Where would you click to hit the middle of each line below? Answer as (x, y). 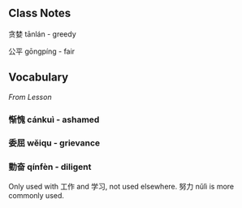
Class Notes (40, 13)
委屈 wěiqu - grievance (54, 143)
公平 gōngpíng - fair (42, 51)
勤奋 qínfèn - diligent (50, 167)
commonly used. (37, 195)
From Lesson (30, 97)
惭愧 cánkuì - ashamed (54, 119)
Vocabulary (39, 78)
